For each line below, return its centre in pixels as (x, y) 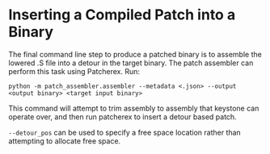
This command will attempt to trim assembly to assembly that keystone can (134, 108)
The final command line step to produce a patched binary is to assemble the (135, 54)
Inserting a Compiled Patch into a (122, 15)
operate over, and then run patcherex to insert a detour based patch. (122, 117)
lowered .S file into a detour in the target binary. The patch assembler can (131, 63)
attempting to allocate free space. (65, 141)
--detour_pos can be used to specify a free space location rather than (124, 132)
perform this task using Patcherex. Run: (74, 71)
